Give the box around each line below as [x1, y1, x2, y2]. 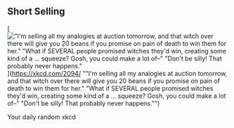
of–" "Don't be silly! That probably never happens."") [7, 98, 160, 108]
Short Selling [7, 6, 65, 18]
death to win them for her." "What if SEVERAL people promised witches [7, 84, 214, 92]
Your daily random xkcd [7, 113, 76, 121]
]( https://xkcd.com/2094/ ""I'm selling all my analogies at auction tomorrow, [7, 69, 228, 77]
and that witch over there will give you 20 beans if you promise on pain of [7, 77, 220, 85]
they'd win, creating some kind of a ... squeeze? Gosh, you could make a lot [7, 91, 226, 100]
